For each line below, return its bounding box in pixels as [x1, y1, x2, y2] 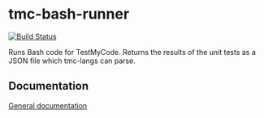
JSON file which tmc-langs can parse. [8, 56, 136, 65]
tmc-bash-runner [8, 5, 130, 23]
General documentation [8, 100, 88, 110]
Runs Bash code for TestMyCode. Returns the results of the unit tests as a [8, 47, 256, 57]
